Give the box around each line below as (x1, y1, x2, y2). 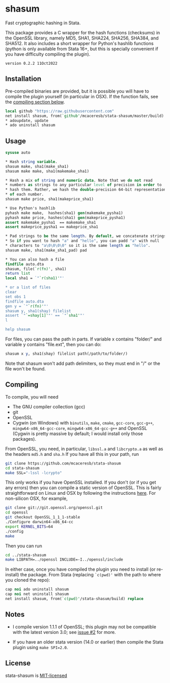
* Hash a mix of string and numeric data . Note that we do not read (5, 178, 153, 183)
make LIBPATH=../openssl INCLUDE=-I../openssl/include (5, 557, 123, 562)
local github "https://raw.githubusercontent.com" (5, 108, 114, 114)
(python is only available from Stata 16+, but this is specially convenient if (5, 46, 158, 52)
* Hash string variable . (5, 159, 58, 164)
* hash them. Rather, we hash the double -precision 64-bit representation (5, 187, 166, 192)
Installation (5, 74, 41, 83)
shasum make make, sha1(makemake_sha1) (5, 168, 90, 174)
